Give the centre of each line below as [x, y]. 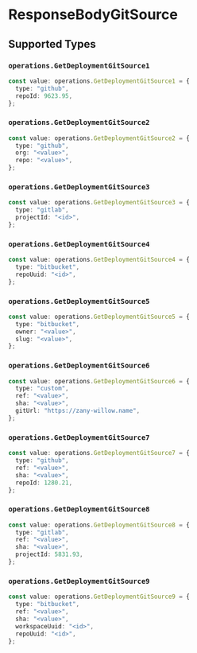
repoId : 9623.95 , [44, 96]
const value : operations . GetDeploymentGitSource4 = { [99, 260]
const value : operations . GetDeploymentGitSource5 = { [99, 317]
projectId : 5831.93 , [49, 554]
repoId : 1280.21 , [44, 483]
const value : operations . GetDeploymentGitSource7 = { [99, 453]
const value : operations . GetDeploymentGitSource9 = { [99, 597]
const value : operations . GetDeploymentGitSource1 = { [99, 81]
